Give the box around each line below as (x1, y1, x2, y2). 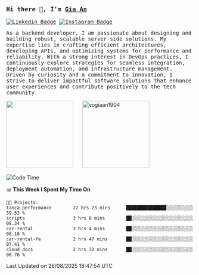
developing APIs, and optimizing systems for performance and (6, 48, 192, 54)
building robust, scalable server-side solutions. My (6, 36, 167, 42)
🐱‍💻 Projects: (6, 200, 39, 206)
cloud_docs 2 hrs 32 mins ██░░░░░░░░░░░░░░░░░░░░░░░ (6, 247, 194, 253)
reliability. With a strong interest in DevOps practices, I (6, 54, 189, 60)
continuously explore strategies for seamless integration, (6, 60, 186, 66)
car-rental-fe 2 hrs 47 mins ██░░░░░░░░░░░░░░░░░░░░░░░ (6, 236, 194, 242)
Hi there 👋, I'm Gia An (6, 5, 88, 13)
